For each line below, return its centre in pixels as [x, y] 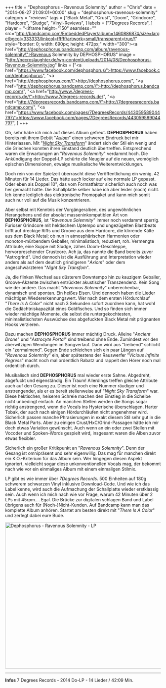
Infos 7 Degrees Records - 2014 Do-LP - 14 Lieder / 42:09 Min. [69, 680]
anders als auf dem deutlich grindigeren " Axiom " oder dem [65, 262]
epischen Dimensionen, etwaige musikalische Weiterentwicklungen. [74, 164]
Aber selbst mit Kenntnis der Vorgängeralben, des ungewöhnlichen [73, 210]
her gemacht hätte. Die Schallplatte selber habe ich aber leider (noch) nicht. [82, 189]
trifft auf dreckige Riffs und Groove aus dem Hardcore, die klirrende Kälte [80, 231]
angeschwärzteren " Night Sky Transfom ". [47, 267]
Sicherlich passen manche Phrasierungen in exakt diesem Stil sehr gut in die [83, 417]
